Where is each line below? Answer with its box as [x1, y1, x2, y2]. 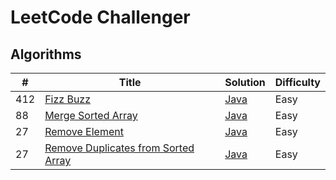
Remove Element [44, 125, 124, 138]
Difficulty [274, 76, 321, 89]
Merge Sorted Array [44, 109, 138, 122]
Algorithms [10, 46, 82, 63]
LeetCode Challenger [10, 6, 191, 29]
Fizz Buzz [44, 92, 92, 106]
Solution [224, 76, 266, 89]
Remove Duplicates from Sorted [44, 141, 195, 155]
